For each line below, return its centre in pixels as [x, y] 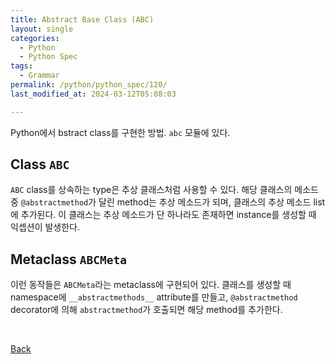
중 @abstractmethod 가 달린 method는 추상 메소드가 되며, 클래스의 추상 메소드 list [168, 202]
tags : [21, 66]
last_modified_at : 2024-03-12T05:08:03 [93, 94]
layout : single [42, 29]
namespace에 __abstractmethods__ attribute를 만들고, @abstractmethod [154, 297]
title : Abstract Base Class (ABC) [82, 19]
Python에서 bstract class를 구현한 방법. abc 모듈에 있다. [120, 132]
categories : [35, 38]
